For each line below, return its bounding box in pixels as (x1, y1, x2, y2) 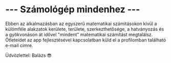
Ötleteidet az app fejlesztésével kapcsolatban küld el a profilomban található (5, 37, 166, 43)
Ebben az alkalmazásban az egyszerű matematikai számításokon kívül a (5, 20, 157, 27)
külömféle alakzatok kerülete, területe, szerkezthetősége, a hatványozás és (5, 26, 164, 32)
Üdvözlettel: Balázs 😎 (5, 52, 52, 58)
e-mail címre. (5, 42, 33, 48)
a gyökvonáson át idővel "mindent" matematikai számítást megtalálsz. (5, 31, 153, 37)
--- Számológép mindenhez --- (5, 4, 140, 15)
